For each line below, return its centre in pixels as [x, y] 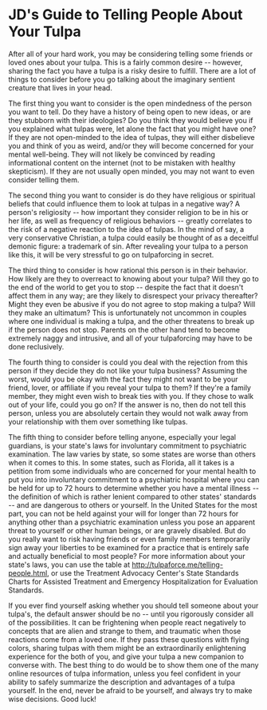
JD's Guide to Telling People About [126, 15]
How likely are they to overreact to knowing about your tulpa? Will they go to [133, 278]
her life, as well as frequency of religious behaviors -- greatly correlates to [130, 221]
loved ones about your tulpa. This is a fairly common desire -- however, [126, 62]
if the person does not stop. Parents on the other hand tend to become [124, 329]
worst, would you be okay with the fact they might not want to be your [123, 379]
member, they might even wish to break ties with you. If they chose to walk [131, 396]
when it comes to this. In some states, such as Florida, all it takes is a [122, 462]
